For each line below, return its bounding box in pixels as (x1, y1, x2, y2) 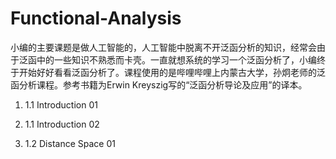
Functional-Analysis (10, 7, 182, 30)
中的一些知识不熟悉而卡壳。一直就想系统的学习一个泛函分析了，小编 (36, 53, 317, 66)
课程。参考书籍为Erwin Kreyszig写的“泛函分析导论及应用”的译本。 (36, 78, 308, 91)
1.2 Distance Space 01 (24, 137, 116, 149)
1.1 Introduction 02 (24, 118, 100, 130)
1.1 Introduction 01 (24, 98, 98, 111)
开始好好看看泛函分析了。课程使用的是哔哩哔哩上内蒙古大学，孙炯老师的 (18, 66, 317, 78)
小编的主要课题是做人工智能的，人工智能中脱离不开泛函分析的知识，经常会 (10, 41, 317, 53)
